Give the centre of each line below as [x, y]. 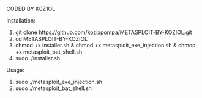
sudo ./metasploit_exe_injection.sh [59, 82]
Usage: [15, 70]
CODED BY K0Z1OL [31, 9]
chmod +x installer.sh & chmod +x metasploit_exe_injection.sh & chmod [105, 45]
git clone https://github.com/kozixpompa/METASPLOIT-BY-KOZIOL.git [103, 32]
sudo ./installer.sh [38, 58]
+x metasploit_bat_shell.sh [49, 52]
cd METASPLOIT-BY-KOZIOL [51, 39]
